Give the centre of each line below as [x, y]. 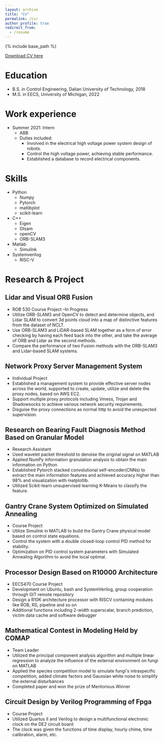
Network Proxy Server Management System [74, 366]
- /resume [19, 32]
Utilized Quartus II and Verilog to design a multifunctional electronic [80, 719]
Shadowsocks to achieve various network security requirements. [78, 404]
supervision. [25, 415]
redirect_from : [21, 28]
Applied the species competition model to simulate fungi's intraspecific [84, 671]
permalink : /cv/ [22, 19]
